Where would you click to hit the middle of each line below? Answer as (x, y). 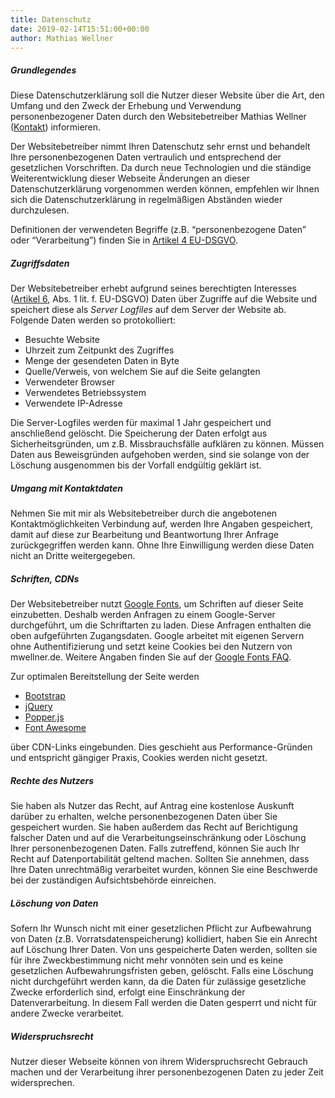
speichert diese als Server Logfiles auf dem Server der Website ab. (148, 310)
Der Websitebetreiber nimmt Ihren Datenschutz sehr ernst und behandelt (160, 147)
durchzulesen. (40, 210)
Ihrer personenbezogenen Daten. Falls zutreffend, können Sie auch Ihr (155, 848)
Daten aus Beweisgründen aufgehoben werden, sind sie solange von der (160, 455)
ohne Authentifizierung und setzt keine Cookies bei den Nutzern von (151, 647)
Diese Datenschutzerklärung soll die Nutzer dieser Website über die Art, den (167, 95)
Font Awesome (55, 728)
